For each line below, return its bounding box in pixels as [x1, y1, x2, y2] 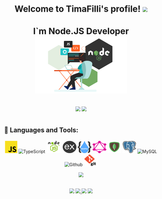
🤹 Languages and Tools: [4, 126, 79, 135]
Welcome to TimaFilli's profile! [14, 3, 141, 15]
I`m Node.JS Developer [33, 26, 129, 37]
